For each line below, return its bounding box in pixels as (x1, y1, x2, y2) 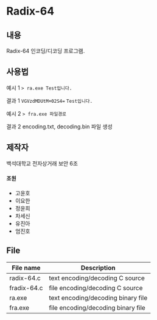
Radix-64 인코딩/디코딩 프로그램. (6, 47, 85, 54)
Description (80, 263, 116, 272)
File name (12, 263, 41, 272)
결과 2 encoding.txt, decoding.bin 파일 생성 (6, 123, 113, 130)
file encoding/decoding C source (48, 283, 143, 292)
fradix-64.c (9, 283, 43, 292)
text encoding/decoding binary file (48, 293, 148, 302)
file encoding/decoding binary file (48, 303, 146, 311)
